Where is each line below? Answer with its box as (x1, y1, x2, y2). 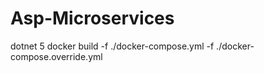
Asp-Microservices (10, 7, 175, 30)
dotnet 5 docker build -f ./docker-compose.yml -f (10, 40, 215, 52)
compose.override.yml (10, 50, 103, 62)
